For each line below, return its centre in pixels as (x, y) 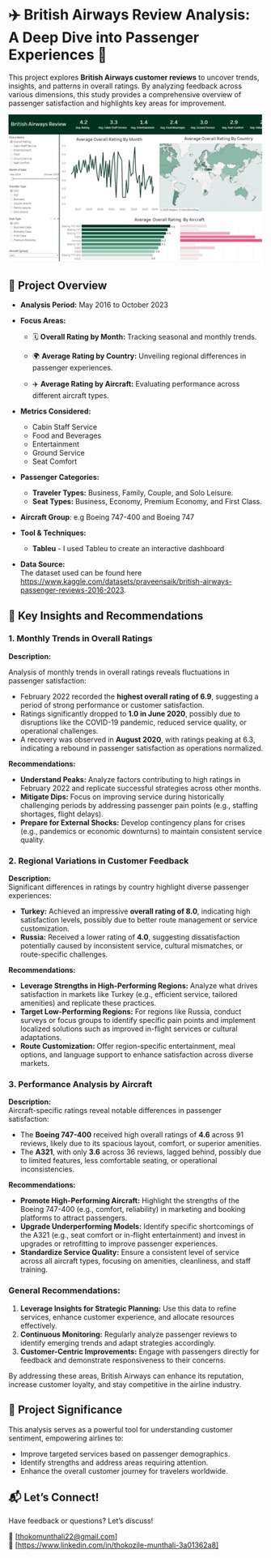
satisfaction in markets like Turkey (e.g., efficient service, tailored (129, 995)
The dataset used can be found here (81, 573)
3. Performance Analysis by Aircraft (80, 1085)
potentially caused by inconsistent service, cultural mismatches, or (131, 946)
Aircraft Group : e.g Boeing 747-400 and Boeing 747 (107, 517)
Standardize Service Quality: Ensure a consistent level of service (130, 1252)
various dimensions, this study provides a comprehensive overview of (125, 94)
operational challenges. (59, 730)
